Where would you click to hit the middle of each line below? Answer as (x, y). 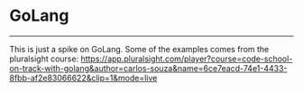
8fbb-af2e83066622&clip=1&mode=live (83, 78)
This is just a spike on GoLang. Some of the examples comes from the (139, 49)
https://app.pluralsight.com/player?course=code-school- (187, 59)
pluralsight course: (44, 59)
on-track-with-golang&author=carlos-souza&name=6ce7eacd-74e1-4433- (148, 68)
